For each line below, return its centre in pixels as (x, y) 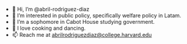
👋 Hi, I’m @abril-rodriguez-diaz (50, 9)
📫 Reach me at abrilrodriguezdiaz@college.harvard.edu (82, 35)
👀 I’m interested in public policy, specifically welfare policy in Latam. (97, 15)
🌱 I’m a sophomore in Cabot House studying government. (83, 22)
